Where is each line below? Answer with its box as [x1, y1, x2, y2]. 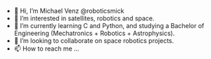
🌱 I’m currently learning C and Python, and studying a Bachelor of [13, 22, 205, 29]
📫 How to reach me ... [13, 44, 79, 53]
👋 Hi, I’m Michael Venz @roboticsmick [13, 7, 124, 15]
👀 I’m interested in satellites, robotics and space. [13, 14, 155, 22]
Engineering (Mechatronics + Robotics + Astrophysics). [13, 29, 175, 37]
